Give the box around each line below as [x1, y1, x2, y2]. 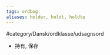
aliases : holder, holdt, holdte [6, 14, 85, 20]
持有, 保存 [14, 42, 39, 49]
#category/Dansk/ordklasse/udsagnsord [6, 30, 104, 37]
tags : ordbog [6, 8, 38, 15]
